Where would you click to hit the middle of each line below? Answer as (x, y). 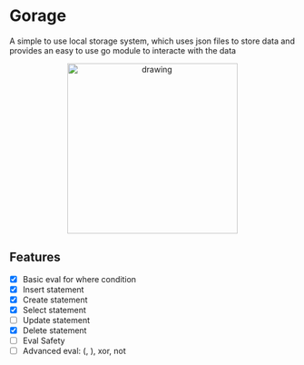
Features (35, 257)
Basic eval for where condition (79, 279)
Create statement (55, 300)
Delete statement (54, 330)
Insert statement (53, 289)
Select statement (54, 310)
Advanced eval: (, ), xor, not (74, 351)
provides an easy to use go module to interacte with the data (123, 50)
